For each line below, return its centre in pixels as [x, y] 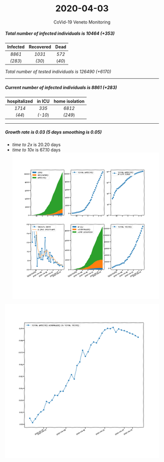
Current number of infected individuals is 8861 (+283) [61, 88]
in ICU [43, 101]
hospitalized [20, 101]
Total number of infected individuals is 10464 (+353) [60, 33]
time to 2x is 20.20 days [36, 144]
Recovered [40, 47]
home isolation [69, 101]
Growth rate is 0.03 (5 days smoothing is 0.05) [53, 132]
